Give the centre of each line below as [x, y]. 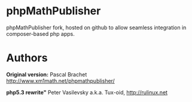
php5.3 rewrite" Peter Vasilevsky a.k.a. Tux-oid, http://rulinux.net [87, 92]
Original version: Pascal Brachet [47, 74]
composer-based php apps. [40, 33]
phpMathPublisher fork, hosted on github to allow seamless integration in [96, 27]
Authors [27, 58]
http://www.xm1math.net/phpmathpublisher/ [60, 81]
